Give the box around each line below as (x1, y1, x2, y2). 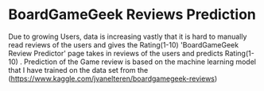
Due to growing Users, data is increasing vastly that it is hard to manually (8, 32, 247, 41)
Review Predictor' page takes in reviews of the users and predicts (8, 48, 223, 58)
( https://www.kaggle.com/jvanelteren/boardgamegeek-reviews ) (8, 74, 218, 83)
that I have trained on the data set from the (8, 65, 149, 74)
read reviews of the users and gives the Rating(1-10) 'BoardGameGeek (8, 40, 239, 49)
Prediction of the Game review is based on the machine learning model (23, 57, 257, 66)
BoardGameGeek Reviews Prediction (8, 6, 257, 24)
